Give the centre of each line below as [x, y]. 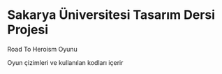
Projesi [28, 30]
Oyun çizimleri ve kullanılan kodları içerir [65, 62]
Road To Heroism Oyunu [43, 49]
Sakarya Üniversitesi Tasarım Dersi [111, 15]
